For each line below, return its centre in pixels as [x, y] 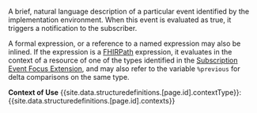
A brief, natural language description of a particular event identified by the [129, 11]
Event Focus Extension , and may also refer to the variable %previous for [124, 69]
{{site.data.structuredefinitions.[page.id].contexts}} [92, 101]
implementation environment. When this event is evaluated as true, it [120, 20]
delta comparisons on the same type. [69, 77]
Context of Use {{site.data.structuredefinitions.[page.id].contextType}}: [125, 92]
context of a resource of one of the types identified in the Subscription [123, 60]
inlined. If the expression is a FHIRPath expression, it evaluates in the [120, 52]
